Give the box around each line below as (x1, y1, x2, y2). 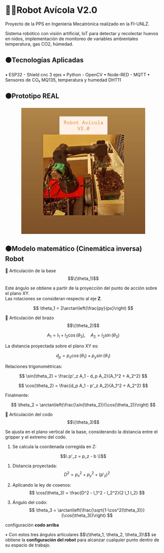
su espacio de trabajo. (5, 542, 51, 548)
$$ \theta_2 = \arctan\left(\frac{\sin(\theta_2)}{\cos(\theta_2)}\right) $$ (10, 401, 156, 408)
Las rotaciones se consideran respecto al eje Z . (5, 296, 102, 302)
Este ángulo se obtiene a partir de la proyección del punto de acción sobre (5, 285, 158, 291)
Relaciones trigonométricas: (5, 363, 63, 369)
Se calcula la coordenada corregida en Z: (12, 443, 97, 449)
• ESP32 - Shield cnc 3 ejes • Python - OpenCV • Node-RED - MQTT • (5, 71, 150, 77)
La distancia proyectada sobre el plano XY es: (5, 343, 99, 349)
